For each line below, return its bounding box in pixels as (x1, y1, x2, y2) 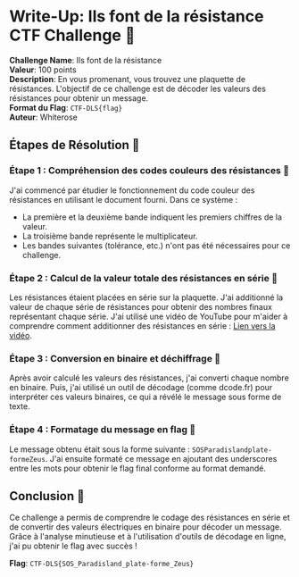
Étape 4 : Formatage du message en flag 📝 (9, 423, 196, 436)
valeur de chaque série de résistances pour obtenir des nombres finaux (9, 301, 272, 312)
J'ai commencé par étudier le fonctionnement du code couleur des (9, 185, 255, 196)
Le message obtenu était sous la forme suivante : (9, 444, 190, 455)
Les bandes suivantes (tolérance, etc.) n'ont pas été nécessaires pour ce (21, 239, 291, 251)
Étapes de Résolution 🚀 (9, 138, 140, 153)
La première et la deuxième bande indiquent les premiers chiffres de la (21, 212, 283, 222)
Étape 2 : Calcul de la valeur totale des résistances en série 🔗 (9, 272, 278, 284)
